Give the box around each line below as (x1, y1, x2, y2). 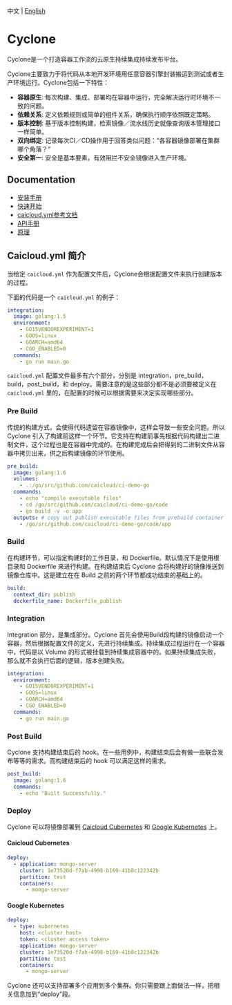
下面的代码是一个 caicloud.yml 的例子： (7, 293, 121, 301)
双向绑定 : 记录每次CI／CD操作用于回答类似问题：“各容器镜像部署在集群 (17, 136, 220, 144)
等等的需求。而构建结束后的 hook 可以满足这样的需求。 (12, 757, 171, 764)
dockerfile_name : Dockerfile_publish (13, 597, 122, 604)
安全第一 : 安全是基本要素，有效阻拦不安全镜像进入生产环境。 (17, 153, 191, 162)
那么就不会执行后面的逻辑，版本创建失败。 (7, 656, 128, 664)
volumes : (13, 476, 39, 482)
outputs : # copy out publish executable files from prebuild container (13, 514, 224, 521)
